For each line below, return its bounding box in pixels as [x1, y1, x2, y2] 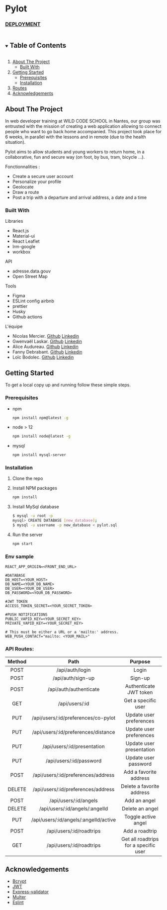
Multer [12, 894, 26, 900]
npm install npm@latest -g [12, 415, 69, 420]
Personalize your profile [12, 179, 62, 184]
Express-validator [12, 889, 49, 895]
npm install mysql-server [12, 453, 66, 457]
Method [7, 658, 27, 665]
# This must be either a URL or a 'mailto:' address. [5, 630, 119, 635]
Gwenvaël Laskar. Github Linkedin [12, 339, 82, 345]
